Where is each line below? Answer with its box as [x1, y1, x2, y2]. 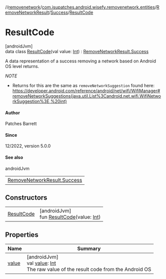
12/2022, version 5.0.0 [5, 143, 51, 149]
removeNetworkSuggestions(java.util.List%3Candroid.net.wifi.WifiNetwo [12, 93, 161, 99]
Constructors [5, 193, 48, 202]
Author [5, 110, 20, 115]
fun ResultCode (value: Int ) [39, 214, 101, 221]
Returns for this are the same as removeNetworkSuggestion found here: [12, 82, 155, 88]
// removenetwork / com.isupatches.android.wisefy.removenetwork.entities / [5, 4, 157, 10]
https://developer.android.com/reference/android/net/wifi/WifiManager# [12, 88, 161, 94]
